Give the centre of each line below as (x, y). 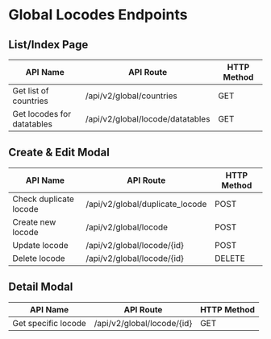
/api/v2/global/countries (131, 96)
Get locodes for (42, 114)
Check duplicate (44, 199)
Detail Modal (41, 287)
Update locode (40, 245)
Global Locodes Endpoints (98, 15)
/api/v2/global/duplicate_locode (146, 204)
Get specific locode (49, 323)
